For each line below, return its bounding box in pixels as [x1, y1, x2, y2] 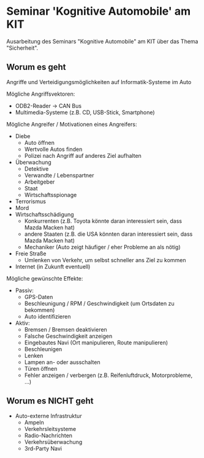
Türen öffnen [24, 365, 58, 372]
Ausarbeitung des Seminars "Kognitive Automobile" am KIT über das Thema [6, 37, 198, 45]
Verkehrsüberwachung [24, 438, 83, 446]
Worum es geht [6, 62, 66, 72]
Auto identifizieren [24, 312, 72, 320]
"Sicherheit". [6, 44, 39, 52]
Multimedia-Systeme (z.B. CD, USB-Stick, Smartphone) [15, 109, 155, 116]
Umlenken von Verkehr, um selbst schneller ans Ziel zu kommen [24, 256, 186, 263]
